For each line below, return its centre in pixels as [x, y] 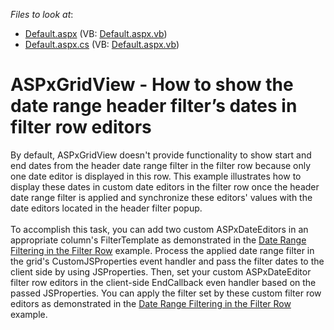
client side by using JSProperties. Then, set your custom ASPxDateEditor [161, 271]
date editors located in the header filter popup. [106, 208]
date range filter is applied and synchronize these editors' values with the [161, 197]
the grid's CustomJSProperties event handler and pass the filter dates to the [167, 261]
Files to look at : [42, 14]
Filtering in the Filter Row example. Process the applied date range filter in [162, 250]
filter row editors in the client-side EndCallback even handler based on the [163, 282]
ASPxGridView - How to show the [152, 85]
